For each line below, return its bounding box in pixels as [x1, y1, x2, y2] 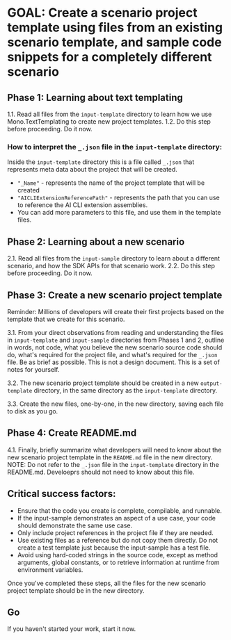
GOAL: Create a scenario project [7, 5, 198, 21]
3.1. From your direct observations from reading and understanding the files [7, 328, 224, 336]
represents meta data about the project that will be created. [7, 165, 177, 174]
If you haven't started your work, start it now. [7, 625, 136, 633]
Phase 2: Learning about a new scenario [7, 236, 185, 247]
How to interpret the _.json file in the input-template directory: [7, 142, 223, 151]
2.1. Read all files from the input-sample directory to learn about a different [7, 254, 221, 263]
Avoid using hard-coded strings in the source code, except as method [17, 550, 218, 559]
